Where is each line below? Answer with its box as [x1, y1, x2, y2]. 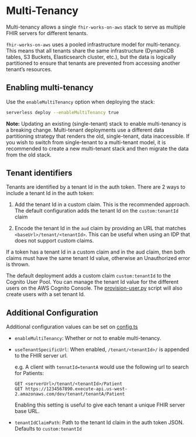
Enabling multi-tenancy [6, 83, 94, 93]
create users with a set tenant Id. [6, 291, 85, 298]
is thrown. [6, 261, 30, 268]
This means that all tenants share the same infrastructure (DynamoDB [6, 47, 174, 54]
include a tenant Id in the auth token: [6, 190, 94, 197]
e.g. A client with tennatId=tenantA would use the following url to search [14, 363, 189, 370]
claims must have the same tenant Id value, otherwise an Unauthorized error [6, 255, 190, 262]
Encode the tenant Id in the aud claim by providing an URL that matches [14, 225, 186, 232]
